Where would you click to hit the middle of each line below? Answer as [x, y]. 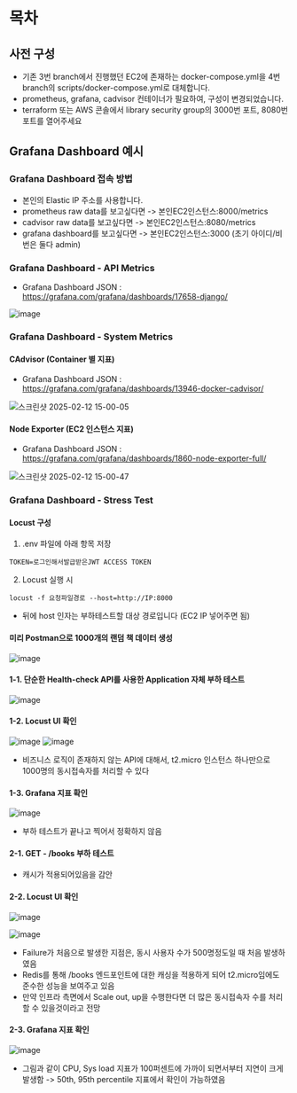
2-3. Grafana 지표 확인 [50, 1030]
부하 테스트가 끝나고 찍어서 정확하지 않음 [92, 831]
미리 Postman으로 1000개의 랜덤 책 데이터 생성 [91, 638]
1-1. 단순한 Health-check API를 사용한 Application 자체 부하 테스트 [127, 680]
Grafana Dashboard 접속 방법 [71, 179]
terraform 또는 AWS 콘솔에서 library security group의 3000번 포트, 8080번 [155, 110]
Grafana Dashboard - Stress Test [81, 500]
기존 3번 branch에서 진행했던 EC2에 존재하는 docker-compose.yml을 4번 [151, 77]
